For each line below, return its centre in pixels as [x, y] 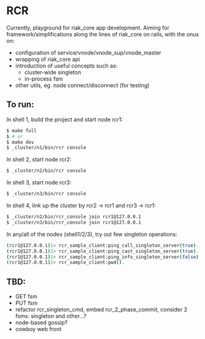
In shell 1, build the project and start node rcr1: [65, 119]
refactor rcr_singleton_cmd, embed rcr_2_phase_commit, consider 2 [101, 310]
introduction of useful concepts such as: [66, 66]
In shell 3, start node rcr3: [39, 182]
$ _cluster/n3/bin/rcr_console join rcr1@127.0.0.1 [74, 222]
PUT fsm [26, 303]
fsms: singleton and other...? [51, 316]
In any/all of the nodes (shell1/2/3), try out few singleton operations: [92, 234]
